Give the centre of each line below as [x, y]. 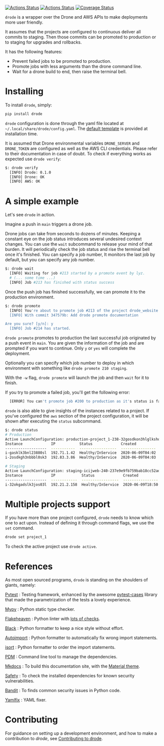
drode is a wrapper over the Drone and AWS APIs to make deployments [76, 17]
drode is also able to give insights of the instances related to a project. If [77, 411]
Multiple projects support [58, 504]
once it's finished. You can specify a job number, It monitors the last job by [80, 254]
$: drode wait [20, 269]
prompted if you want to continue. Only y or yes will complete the [70, 348]
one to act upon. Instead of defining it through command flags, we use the [80, 523]
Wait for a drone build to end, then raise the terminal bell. [69, 72]
